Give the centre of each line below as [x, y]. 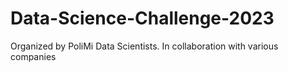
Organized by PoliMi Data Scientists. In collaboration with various [144, 46]
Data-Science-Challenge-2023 [142, 18]
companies [33, 56]
